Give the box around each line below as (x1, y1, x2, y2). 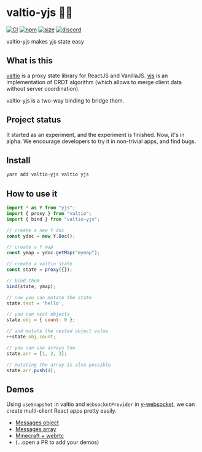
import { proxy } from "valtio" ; (6, 210, 92, 217)
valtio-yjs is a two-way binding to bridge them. (6, 96, 125, 104)
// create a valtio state (6, 261, 72, 267)
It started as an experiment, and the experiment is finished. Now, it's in (6, 131, 185, 138)
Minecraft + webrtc (15, 432, 64, 440)
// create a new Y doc (6, 227, 64, 233)
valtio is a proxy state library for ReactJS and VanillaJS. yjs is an (6, 72, 168, 79)
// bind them (6, 278, 40, 284)
